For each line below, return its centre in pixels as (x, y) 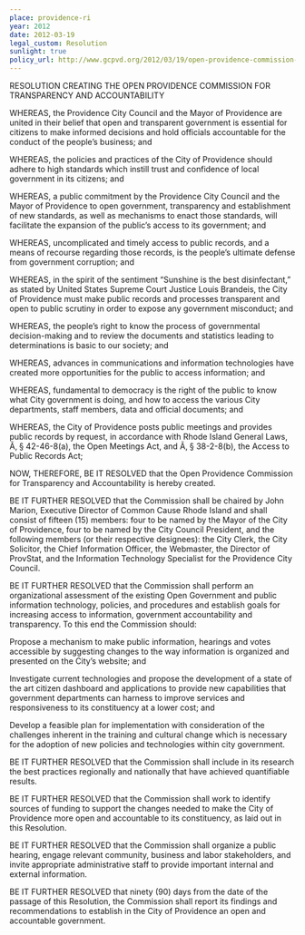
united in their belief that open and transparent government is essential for (148, 122)
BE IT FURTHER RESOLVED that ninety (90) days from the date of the (139, 891)
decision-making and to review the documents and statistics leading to (142, 336)
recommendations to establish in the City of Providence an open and (138, 911)
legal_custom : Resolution (58, 43)
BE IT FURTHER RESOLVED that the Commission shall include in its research (152, 762)
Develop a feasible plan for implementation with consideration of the (137, 725)
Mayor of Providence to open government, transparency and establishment (150, 206)
